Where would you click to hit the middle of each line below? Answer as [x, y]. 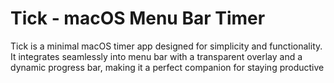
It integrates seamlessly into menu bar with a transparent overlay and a [156, 56]
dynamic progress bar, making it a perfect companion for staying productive [167, 67]
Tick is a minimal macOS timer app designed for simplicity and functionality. [166, 46]
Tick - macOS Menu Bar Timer [138, 18]
